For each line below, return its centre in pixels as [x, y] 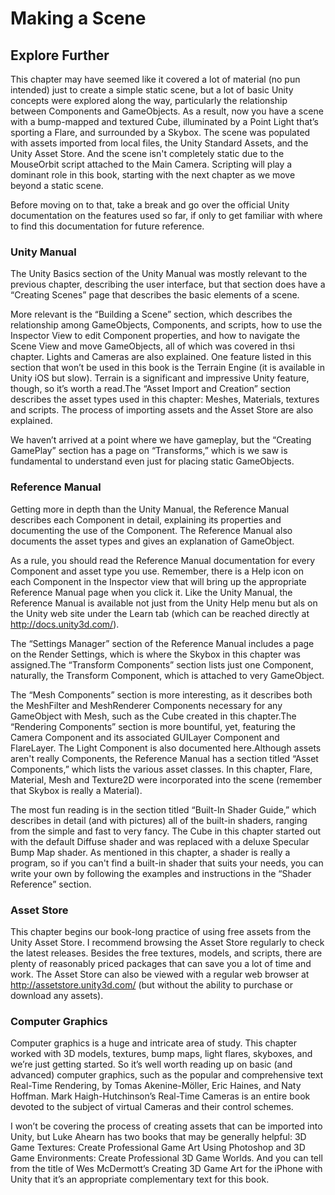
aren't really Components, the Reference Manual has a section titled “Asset [164, 758]
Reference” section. [51, 884]
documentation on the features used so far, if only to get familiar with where [166, 215]
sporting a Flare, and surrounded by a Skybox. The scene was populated [160, 132]
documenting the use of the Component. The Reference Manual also [151, 530]
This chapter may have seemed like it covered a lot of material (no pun [155, 79]
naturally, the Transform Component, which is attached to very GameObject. [167, 675]
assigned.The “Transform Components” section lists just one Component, [162, 664]
